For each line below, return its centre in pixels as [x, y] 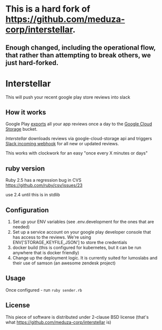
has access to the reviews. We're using [52, 237]
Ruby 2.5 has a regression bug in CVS [44, 180]
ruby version [25, 168]
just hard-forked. [32, 62]
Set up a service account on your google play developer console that [82, 232]
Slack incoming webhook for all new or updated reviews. [62, 144]
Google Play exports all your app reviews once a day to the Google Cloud [79, 124]
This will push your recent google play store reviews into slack [68, 97]
